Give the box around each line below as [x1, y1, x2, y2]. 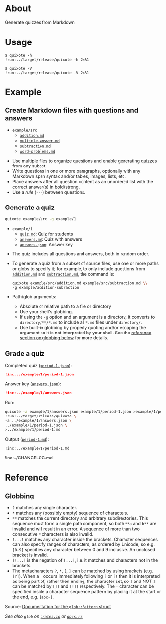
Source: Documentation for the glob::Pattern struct [5, 604, 111, 610]
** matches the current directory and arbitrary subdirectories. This [12, 515, 148, 521]
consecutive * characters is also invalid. [12, 531, 94, 537]
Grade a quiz [5, 349, 45, 358]
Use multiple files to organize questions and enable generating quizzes [12, 158, 157, 164]
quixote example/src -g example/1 [5, 216, 77, 221]
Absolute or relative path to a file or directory [19, 303, 111, 309]
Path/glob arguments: [12, 294, 57, 300]
